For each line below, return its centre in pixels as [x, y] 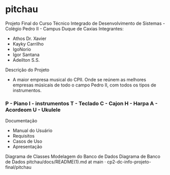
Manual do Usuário [32, 130]
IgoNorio [22, 49]
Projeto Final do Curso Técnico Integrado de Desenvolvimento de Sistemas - [85, 23]
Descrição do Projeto [27, 70]
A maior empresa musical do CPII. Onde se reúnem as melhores [79, 79]
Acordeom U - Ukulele [33, 110]
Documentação [21, 121]
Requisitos [24, 136]
